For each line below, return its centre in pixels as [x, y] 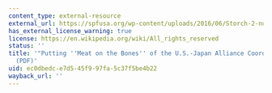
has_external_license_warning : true [70, 31]
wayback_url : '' [36, 76]
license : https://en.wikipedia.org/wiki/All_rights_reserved [114, 38]
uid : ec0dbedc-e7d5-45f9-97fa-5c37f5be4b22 [83, 69]
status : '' [27, 46]
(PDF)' [27, 61]
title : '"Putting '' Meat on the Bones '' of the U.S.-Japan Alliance [126, 53]
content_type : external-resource [65, 16]
